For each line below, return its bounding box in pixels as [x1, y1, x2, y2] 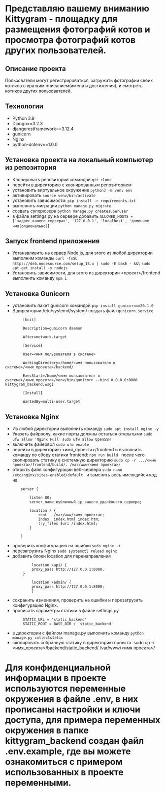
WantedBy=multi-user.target [23, 399, 80, 404]
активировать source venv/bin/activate [12, 192, 96, 198]
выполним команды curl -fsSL [12, 255, 78, 261]
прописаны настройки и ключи [5, 704, 140, 715]
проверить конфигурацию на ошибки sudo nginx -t [12, 543, 121, 549]
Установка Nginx [5, 412, 59, 421]
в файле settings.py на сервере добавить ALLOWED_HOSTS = [12, 213, 133, 219]
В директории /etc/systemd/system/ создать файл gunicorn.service [12, 308, 154, 314]
